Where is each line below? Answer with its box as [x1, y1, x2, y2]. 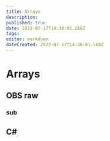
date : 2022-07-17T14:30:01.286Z [6, 25, 85, 31]
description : [6, 14, 38, 20]
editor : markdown [6, 36, 49, 42]
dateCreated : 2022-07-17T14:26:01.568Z [6, 42, 104, 48]
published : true [6, 20, 46, 25]
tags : [6, 31, 19, 37]
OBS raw [6, 91, 39, 101]
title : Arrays [6, 8, 41, 15]
